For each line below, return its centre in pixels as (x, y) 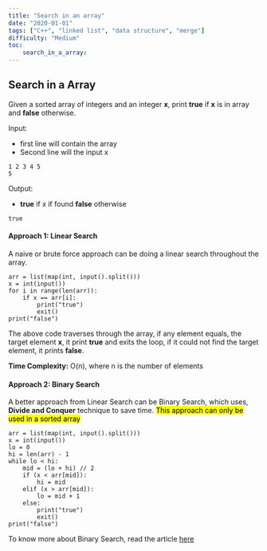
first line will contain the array (69, 144)
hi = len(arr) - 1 (39, 455)
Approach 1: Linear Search (53, 236)
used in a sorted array (45, 419)
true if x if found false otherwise (73, 203)
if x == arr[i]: (50, 298)
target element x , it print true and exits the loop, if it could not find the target (133, 342)
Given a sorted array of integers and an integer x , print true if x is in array (129, 104)
